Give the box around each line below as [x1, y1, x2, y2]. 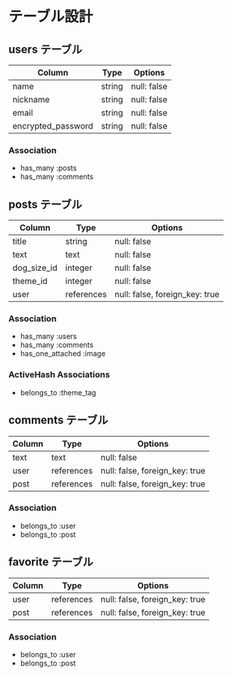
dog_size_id [12, 262, 58, 273]
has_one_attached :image [19, 349, 106, 359]
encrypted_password [12, 120, 93, 131]
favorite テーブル [8, 555, 93, 569]
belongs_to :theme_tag [19, 387, 97, 397]
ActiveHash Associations [8, 369, 110, 381]
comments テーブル [8, 413, 109, 427]
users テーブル [8, 42, 83, 56]
